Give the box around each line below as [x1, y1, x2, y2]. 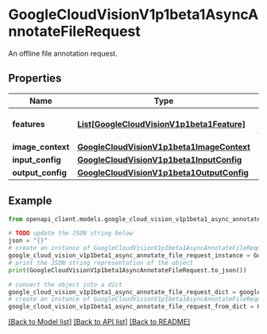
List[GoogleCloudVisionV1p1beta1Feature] [76, 118, 246, 129]
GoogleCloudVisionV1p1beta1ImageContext [76, 141, 250, 152]
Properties [8, 71, 62, 85]
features [12, 118, 45, 129]
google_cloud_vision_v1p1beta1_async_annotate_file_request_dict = [8, 288, 237, 296]
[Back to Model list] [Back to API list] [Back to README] [8, 317, 191, 327]
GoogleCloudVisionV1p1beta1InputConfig [76, 154, 242, 165]
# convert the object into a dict [8, 280, 123, 289]
